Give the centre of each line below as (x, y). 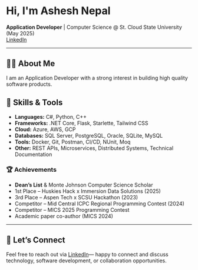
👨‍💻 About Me (31, 64)
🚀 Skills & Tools (34, 103)
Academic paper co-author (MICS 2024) (64, 216)
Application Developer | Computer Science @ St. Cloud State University (94, 27)
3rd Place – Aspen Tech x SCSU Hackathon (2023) (76, 197)
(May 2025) (20, 33)
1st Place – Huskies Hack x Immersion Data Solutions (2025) (88, 191)
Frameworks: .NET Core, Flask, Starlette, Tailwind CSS (81, 123)
